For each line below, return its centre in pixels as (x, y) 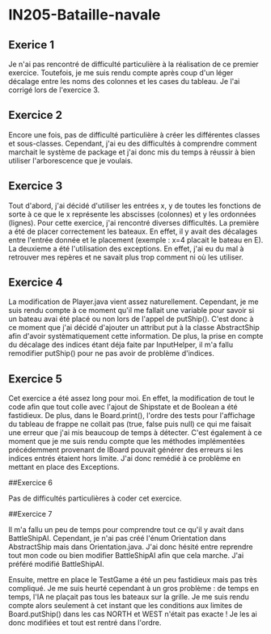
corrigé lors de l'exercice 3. (54, 90)
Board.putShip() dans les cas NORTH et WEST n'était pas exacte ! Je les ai (133, 614)
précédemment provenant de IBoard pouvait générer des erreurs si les (126, 450)
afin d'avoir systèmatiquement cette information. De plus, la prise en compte (136, 336)
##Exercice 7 (30, 514)
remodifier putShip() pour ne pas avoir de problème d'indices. (111, 353)
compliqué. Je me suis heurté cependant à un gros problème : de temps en (133, 589)
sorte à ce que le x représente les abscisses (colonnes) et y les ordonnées (132, 214)
